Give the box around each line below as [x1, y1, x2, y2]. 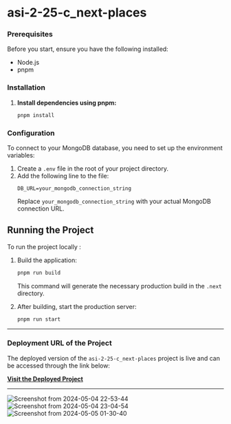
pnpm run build [16, 269, 61, 276]
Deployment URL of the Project [7, 339, 112, 348]
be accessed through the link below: [7, 361, 110, 370]
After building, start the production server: [16, 302, 137, 310]
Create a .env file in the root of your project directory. [16, 164, 168, 173]
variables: [7, 151, 35, 159]
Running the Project [7, 224, 94, 236]
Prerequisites [7, 30, 53, 39]
